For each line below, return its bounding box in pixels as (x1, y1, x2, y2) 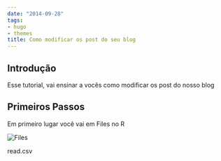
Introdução (7, 62, 57, 74)
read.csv (7, 146, 33, 155)
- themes (7, 29, 33, 37)
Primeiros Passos (7, 101, 85, 113)
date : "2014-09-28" (7, 10, 64, 17)
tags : (7, 17, 23, 24)
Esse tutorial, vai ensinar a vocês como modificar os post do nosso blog (7, 80, 215, 89)
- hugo (7, 23, 27, 30)
